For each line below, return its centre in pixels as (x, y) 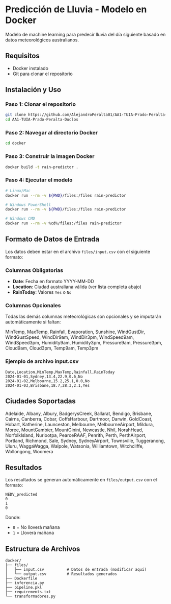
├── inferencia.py (25, 583)
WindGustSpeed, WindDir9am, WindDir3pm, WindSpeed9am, (70, 337)
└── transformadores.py (31, 596)
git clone (16, 115)
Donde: (13, 518)
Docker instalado (30, 68)
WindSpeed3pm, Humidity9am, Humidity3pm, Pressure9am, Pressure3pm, (84, 343)
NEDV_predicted (21, 495)
